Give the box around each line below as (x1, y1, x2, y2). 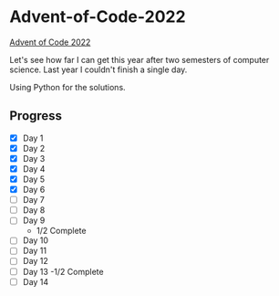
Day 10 (22, 235, 48, 246)
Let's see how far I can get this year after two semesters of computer (9, 54, 270, 65)
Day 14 (22, 276, 49, 287)
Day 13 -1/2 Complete (22, 266, 104, 277)
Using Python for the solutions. (9, 81, 126, 92)
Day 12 (22, 256, 48, 267)
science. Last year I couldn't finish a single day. (9, 64, 188, 75)
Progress (9, 108, 62, 124)
